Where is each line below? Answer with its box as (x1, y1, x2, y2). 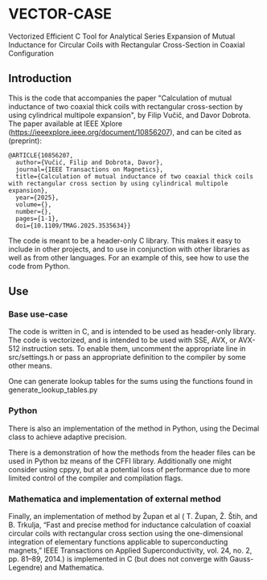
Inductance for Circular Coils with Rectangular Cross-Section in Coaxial (8, 39, 245, 49)
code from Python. (8, 261, 71, 271)
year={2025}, (15, 194, 60, 202)
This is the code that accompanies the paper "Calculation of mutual (8, 93, 232, 103)
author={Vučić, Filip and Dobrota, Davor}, (15, 158, 163, 166)
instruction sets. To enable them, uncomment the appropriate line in (21, 344, 246, 353)
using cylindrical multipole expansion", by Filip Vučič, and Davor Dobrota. (8, 110, 251, 120)
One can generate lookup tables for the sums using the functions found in (8, 377, 253, 386)
